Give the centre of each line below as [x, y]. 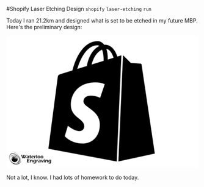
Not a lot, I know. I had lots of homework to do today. [73, 178]
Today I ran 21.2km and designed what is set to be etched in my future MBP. [102, 20]
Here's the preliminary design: [44, 27]
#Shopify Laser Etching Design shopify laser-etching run [79, 9]
